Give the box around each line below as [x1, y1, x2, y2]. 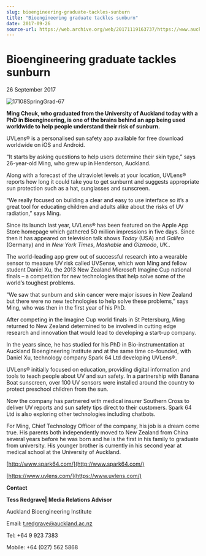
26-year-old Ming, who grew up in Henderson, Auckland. [6, 160, 151, 167]
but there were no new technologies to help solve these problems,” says [6, 297, 189, 305]
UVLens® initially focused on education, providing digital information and [6, 366, 191, 374]
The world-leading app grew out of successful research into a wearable [6, 253, 188, 260]
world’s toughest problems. [6, 279, 75, 286]
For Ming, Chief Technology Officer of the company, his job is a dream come [6, 422, 200, 430]
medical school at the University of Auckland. [6, 448, 121, 456]
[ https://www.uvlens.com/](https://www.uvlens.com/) [6, 472, 142, 480]
